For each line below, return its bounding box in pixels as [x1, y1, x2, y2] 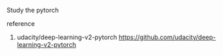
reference [6, 20, 35, 27]
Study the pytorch [6, 6, 59, 14]
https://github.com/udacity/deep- [119, 33, 217, 41]
